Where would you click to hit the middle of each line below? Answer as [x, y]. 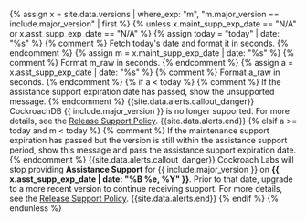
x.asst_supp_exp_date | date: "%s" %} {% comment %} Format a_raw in [145, 72]
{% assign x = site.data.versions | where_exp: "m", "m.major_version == [144, 14]
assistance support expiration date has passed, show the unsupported [142, 92]
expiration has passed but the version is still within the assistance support [148, 140]
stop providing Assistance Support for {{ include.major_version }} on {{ [145, 169]
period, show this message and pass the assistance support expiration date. [153, 150]
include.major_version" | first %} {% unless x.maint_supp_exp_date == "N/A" [153, 24]
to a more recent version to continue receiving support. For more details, [146, 189]
